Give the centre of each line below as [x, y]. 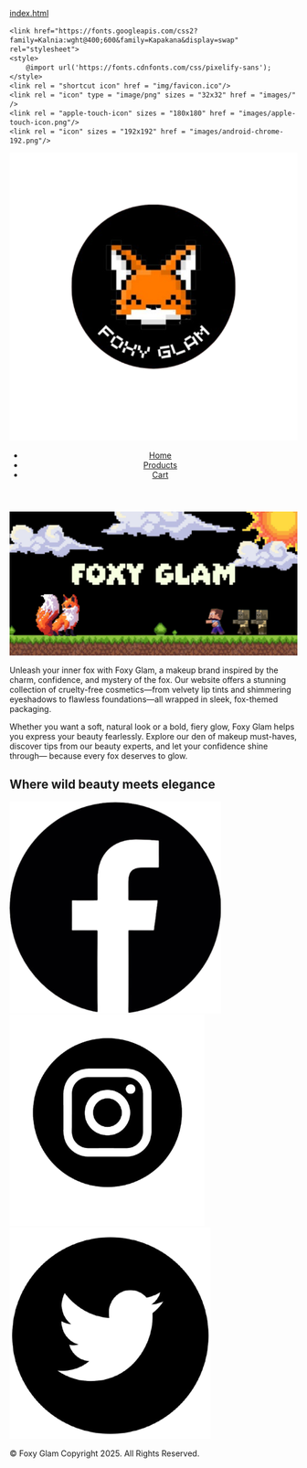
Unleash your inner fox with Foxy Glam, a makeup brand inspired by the [144, 670]
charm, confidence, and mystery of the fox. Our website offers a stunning [148, 680]
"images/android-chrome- [236, 132]
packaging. [31, 709]
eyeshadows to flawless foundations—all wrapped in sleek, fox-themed [144, 699]
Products [160, 465]
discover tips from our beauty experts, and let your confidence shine [139, 746]
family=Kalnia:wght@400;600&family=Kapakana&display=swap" [124, 40]
